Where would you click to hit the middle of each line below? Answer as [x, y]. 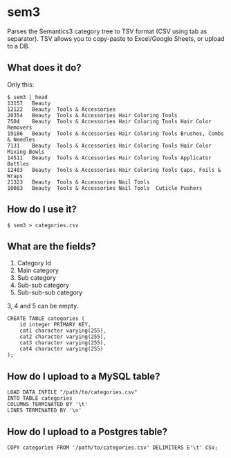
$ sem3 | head [28, 97]
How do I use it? [42, 210]
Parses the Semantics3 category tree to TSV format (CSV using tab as [107, 31]
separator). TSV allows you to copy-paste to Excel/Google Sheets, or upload [116, 38]
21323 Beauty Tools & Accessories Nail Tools [78, 182]
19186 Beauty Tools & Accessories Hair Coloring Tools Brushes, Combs [116, 133]
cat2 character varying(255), [63, 337]
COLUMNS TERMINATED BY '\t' [48, 405]
